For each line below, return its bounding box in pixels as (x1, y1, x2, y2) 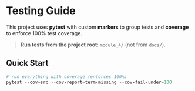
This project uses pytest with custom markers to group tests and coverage (6, 23, 189, 31)
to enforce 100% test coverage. (6, 29, 82, 36)
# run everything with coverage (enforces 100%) (6, 73, 127, 80)
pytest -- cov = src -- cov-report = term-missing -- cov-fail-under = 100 (6, 79, 172, 85)
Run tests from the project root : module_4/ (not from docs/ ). (20, 41, 166, 48)
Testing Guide (6, 4, 76, 18)
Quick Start (6, 58, 49, 68)
